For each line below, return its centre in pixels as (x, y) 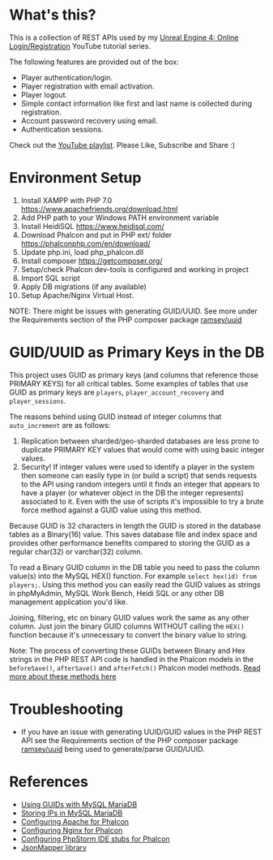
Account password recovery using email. (89, 120)
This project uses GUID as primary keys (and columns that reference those (134, 374)
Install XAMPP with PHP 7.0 (66, 200)
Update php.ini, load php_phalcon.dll (82, 252)
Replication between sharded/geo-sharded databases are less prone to (140, 441)
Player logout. (44, 94)
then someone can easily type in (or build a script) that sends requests (139, 475)
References (49, 782)
